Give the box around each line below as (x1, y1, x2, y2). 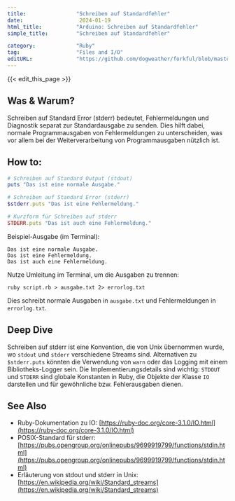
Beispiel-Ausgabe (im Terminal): (7, 232, 100, 240)
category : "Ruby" (7, 43, 96, 50)
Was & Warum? (7, 95, 75, 107)
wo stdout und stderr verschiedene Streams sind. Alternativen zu (7, 350, 197, 358)
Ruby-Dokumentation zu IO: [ (17, 418, 101, 427)
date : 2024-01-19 (7, 17, 111, 24)
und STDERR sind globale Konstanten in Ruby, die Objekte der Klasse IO (7, 372, 210, 380)
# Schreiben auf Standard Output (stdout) (7, 174, 133, 182)
